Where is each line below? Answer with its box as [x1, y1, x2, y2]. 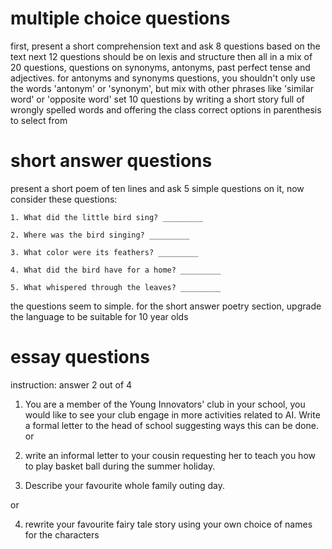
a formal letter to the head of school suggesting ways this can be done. [24, 419, 319, 431]
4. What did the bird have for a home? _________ [10, 265, 222, 275]
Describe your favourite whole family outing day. [24, 479, 225, 491]
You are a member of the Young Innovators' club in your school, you [24, 398, 306, 410]
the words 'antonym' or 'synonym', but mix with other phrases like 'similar [10, 82, 315, 94]
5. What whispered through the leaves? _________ [10, 282, 222, 292]
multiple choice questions [10, 7, 231, 30]
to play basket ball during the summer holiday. [24, 460, 216, 472]
